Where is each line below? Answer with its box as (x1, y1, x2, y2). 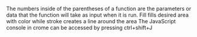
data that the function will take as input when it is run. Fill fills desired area (6, 11, 189, 18)
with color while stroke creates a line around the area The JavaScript (6, 18, 176, 24)
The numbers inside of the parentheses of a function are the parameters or (6, 5, 192, 12)
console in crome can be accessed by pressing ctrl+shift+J (6, 24, 153, 31)
